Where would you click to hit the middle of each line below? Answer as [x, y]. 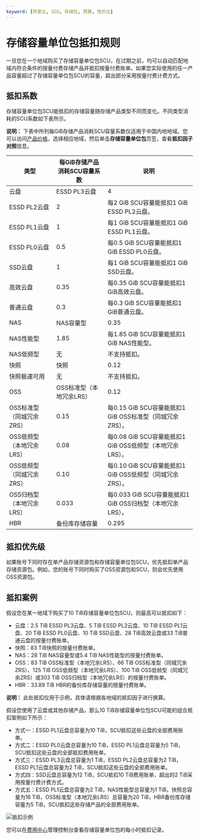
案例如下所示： [29, 717]
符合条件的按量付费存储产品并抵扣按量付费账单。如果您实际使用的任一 [102, 68]
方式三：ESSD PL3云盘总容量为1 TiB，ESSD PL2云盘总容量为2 [91, 760]
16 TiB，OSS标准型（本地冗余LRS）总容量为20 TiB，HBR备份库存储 [108, 797]
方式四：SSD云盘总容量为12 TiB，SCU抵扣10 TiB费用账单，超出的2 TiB [101, 775]
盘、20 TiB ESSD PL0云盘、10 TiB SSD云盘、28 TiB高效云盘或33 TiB [99, 633]
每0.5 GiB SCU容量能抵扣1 [145, 243]
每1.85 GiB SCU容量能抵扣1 [147, 335]
